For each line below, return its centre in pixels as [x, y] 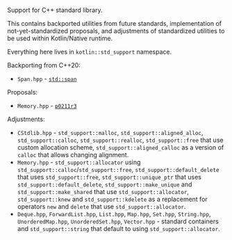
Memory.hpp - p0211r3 [47, 106]
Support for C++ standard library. [55, 10]
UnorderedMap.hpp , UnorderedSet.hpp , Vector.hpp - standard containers [118, 221]
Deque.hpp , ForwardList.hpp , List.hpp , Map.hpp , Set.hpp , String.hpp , [114, 214]
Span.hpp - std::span [47, 79]
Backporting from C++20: [44, 65]
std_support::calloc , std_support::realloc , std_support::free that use [120, 140]
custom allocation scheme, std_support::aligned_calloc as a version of [121, 147]
